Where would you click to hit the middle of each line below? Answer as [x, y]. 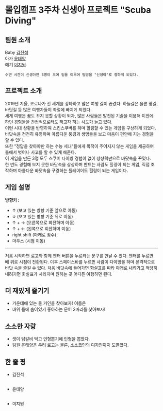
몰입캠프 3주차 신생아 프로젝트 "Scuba [78, 10]
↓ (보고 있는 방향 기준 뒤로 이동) [42, 216]
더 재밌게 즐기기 [27, 291]
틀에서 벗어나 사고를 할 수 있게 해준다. [41, 152]
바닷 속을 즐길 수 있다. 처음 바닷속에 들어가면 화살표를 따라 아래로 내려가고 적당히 [81, 268]
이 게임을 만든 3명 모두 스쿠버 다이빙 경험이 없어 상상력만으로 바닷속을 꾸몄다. [78, 158]
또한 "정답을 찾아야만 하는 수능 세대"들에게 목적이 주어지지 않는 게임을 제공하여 [80, 146]
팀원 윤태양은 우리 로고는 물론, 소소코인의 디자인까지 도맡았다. [70, 345]
